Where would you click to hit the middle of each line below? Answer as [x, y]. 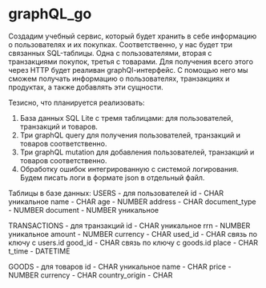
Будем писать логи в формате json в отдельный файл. [112, 178]
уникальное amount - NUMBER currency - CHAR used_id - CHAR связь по [133, 234]
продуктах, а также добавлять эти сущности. [86, 87]
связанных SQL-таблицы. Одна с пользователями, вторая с [110, 53]
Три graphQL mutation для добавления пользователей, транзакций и [137, 152]
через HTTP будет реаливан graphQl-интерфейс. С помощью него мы [128, 70]
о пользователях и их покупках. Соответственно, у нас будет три [120, 44]
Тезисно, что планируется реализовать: [77, 102]
